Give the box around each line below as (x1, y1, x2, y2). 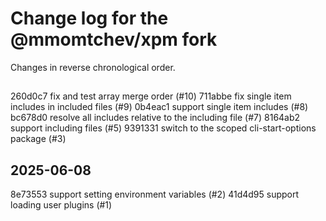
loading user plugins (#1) (10, 199, 113, 211)
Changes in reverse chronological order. (10, 61, 176, 73)
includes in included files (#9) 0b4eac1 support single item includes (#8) (10, 101, 309, 113)
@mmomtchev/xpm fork (10, 28, 218, 51)
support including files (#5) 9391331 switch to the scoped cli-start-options (10, 122, 317, 134)
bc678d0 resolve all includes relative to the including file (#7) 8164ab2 (10, 112, 301, 124)
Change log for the (10, 7, 169, 30)
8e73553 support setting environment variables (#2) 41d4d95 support (10, 188, 300, 201)
